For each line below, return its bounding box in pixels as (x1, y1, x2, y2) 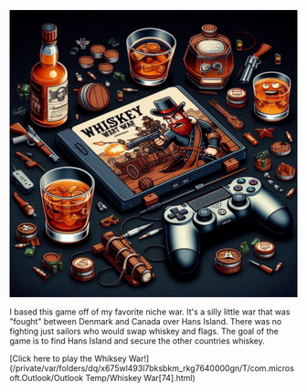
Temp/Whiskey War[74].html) (85, 373, 196, 383)
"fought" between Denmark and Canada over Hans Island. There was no (9, 316, 282, 326)
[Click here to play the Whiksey (9, 353, 127, 364)
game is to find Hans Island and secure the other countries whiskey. (9, 335, 265, 346)
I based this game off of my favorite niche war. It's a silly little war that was (9, 306, 291, 317)
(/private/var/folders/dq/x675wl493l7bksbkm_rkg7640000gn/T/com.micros (9, 363, 295, 374)
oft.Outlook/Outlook (9, 373, 84, 383)
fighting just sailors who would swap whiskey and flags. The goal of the (9, 325, 279, 336)
